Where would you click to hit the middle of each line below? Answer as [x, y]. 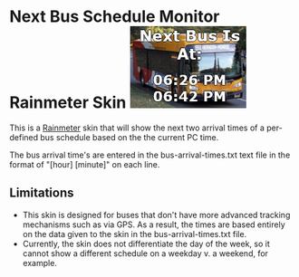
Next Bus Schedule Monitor [115, 17]
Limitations [42, 193]
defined [24, 137]
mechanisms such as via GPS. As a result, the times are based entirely [154, 224]
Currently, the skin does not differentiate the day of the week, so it [146, 244]
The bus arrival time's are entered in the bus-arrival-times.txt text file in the [150, 155]
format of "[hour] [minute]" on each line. [85, 164]
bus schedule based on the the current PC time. [130, 137]
